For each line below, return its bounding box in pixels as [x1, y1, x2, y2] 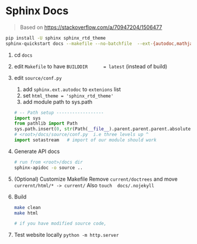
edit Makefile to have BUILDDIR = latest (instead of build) [14, 63, 168, 70]
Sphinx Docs [5, 4, 69, 18]
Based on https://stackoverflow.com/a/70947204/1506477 [19, 24, 162, 31]
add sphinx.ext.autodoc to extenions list [22, 86, 121, 93]
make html [14, 210, 39, 216]
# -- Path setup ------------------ [14, 109, 104, 116]
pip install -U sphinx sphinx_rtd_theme [5, 35, 106, 41]
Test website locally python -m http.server [14, 232, 119, 239]
